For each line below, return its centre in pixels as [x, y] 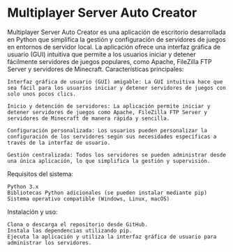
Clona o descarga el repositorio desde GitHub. [78, 224]
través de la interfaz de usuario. [59, 143]
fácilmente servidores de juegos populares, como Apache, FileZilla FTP [110, 61]
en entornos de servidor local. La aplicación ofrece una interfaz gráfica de [114, 47]
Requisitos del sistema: [40, 174]
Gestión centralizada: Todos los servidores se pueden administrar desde [117, 155]
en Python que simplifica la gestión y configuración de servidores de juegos [116, 39]
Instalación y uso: [32, 212]
